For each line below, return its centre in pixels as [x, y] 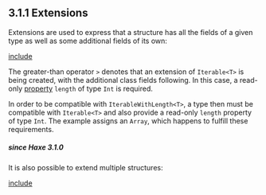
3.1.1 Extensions [48, 13]
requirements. [31, 129]
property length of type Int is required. [88, 88]
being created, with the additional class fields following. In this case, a [123, 80]
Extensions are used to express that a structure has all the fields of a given [131, 32]
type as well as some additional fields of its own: [88, 41]
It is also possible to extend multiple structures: [86, 167]
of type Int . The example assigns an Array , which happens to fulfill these [128, 121]
